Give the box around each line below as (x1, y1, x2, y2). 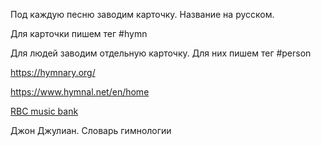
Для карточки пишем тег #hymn (10, 28, 148, 39)
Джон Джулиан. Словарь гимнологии (10, 125, 172, 136)
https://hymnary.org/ (10, 67, 96, 78)
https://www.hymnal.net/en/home (10, 86, 150, 98)
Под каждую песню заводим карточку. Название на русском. (10, 9, 275, 20)
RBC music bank (10, 105, 79, 117)
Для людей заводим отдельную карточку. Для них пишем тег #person (10, 47, 312, 59)
